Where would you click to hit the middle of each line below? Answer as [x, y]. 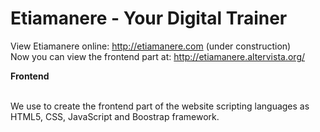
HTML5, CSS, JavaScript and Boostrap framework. [115, 116]
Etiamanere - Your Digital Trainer [149, 18]
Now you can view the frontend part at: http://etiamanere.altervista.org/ [158, 56]
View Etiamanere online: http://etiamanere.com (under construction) [151, 46]
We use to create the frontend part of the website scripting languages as [160, 106]
